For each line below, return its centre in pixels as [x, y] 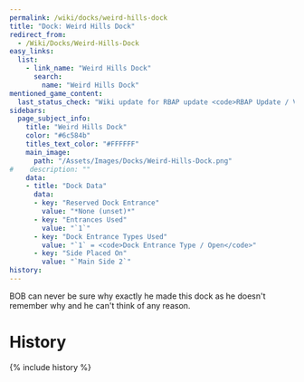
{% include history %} [51, 367]
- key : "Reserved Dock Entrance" [96, 203]
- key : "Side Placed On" [80, 253]
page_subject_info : [54, 119]
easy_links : [32, 52]
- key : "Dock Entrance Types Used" [100, 236]
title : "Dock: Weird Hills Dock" [72, 26]
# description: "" [50, 169]
